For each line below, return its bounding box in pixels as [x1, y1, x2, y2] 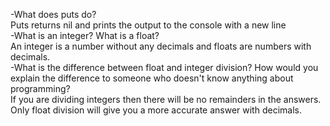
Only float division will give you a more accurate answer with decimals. [10, 104, 302, 116]
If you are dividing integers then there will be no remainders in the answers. [10, 94, 322, 105]
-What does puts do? [10, 9, 97, 20]
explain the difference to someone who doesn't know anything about [10, 72, 294, 84]
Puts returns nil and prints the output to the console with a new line [10, 19, 287, 31]
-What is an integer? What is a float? [10, 30, 160, 41]
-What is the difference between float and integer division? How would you [10, 62, 319, 73]
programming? [10, 83, 71, 94]
